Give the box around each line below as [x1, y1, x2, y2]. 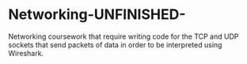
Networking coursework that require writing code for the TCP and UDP [8, 32, 239, 41]
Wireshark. [8, 48, 44, 58]
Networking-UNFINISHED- [8, 6, 186, 24]
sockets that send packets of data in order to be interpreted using [8, 40, 222, 49]
